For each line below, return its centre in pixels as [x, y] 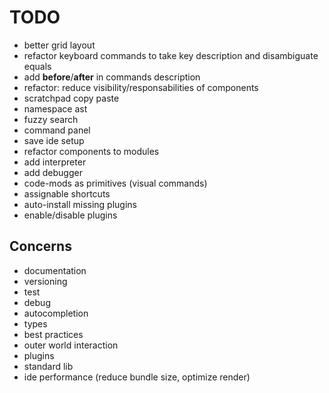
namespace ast [55, 108]
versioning [45, 281]
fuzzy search [51, 119]
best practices [53, 334]
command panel [57, 130]
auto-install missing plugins [80, 204]
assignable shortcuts [67, 193]
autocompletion [56, 313]
